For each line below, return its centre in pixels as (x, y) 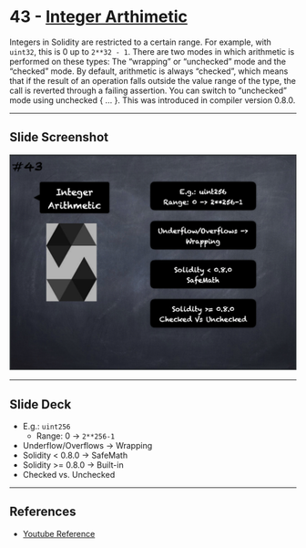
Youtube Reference (59, 533)
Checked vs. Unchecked (69, 475)
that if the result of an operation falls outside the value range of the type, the (153, 80)
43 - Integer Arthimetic (99, 17)
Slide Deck (41, 404)
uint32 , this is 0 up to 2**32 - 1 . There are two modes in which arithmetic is (152, 51)
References (43, 512)
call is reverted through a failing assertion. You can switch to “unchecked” (148, 90)
